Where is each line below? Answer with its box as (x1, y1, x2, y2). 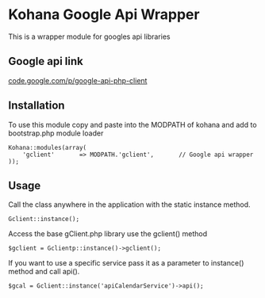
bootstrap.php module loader (8, 128, 104, 138)
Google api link (8, 55, 83, 68)
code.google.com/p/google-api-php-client (8, 75, 148, 85)
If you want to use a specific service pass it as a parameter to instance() (8, 258, 244, 268)
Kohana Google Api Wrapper (8, 6, 200, 24)
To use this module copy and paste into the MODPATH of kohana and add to (8, 120, 257, 129)
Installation (8, 99, 65, 113)
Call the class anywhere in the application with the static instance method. (8, 200, 252, 209)
